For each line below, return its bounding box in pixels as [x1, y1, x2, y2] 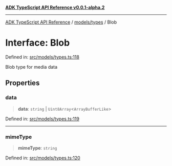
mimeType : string [17, 144, 57, 151]
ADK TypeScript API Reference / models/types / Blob [5, 19, 117, 25]
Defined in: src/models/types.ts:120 [5, 155, 80, 161]
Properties [5, 79, 40, 88]
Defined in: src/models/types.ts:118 [5, 54, 79, 60]
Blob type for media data [5, 64, 58, 70]
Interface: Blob [5, 37, 70, 49]
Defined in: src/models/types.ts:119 [5, 115, 79, 122]
